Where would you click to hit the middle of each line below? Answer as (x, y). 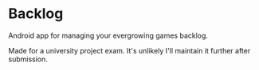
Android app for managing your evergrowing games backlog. (108, 35)
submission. (28, 59)
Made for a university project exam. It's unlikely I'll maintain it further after (129, 50)
